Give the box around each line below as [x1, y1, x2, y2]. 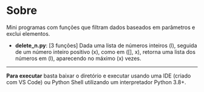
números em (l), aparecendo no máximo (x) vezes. [15, 54, 141, 62]
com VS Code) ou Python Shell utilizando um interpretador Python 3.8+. [6, 78, 186, 85]
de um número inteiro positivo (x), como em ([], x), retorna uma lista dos [15, 48, 196, 55]
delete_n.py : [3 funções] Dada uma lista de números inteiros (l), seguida [15, 42, 197, 49]
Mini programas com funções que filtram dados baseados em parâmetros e [6, 24, 195, 31]
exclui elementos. [6, 30, 50, 37]
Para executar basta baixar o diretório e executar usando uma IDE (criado [6, 72, 191, 79]
